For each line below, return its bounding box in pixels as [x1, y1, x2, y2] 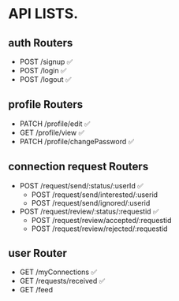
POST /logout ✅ [19, 75, 72, 84]
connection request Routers [8, 160, 149, 173]
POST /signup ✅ [19, 57, 73, 66]
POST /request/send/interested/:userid [31, 190, 158, 199]
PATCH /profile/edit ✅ [19, 119, 91, 128]
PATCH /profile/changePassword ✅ [19, 136, 135, 146]
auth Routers [8, 36, 73, 50]
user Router [8, 247, 67, 260]
